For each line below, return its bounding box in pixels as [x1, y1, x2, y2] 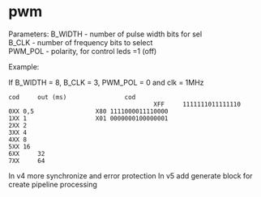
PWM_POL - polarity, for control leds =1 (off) [8, 46, 157, 56]
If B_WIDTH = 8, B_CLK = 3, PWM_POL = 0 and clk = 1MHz [8, 78, 204, 87]
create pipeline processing [8, 179, 97, 189]
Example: [8, 61, 40, 71]
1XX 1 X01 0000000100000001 [8, 114, 169, 123]
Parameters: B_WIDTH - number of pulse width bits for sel [8, 29, 203, 39]
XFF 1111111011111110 [153, 100, 242, 108]
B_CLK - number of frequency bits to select [8, 37, 153, 47]
